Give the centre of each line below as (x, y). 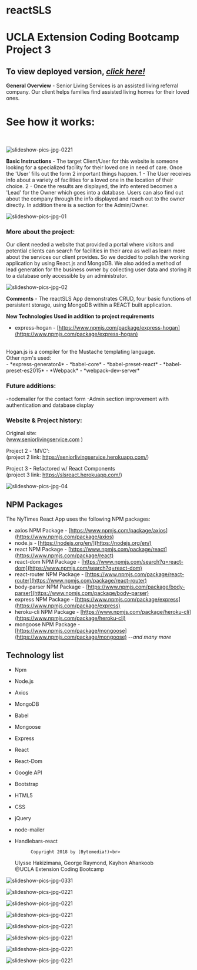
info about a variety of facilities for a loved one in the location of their (90, 180)
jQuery (23, 818)
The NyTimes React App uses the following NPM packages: (79, 519)
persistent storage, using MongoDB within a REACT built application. (89, 305)
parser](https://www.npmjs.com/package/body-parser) (82, 593)
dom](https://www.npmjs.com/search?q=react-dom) (78, 568)
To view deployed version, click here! (76, 71)
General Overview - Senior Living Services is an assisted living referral (92, 86)
